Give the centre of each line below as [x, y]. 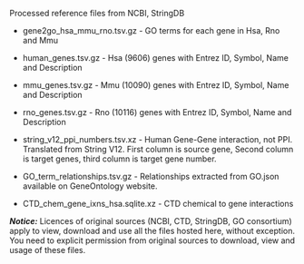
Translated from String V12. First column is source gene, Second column [158, 149]
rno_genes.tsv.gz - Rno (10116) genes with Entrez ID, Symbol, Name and [157, 112]
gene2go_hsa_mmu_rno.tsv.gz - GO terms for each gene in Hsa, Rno [151, 30]
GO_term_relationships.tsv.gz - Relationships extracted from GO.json [151, 176]
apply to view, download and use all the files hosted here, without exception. [152, 231]
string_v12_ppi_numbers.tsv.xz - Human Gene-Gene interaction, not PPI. [157, 139]
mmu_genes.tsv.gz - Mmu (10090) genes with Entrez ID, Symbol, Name [156, 85]
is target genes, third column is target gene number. [119, 159]
